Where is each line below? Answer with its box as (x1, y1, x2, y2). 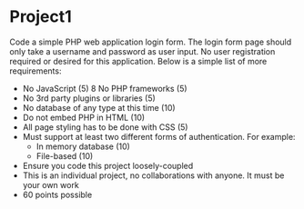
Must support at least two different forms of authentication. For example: (22, 131, 296, 142)
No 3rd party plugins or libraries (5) (22, 93, 157, 104)
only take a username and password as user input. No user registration (9, 45, 276, 56)
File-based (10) (35, 150, 94, 161)
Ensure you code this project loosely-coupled (22, 160, 194, 171)
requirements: (9, 65, 62, 76)
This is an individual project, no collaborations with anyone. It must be (22, 170, 285, 181)
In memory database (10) (35, 141, 130, 152)
